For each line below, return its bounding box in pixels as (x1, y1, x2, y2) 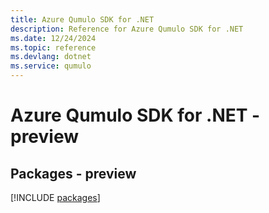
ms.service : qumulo (10, 61, 92, 71)
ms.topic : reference (10, 42, 97, 53)
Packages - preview (10, 165, 137, 182)
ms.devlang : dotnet (10, 52, 92, 62)
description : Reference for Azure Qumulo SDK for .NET (10, 24, 244, 34)
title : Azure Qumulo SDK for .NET (10, 14, 155, 25)
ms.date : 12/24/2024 (10, 33, 97, 43)
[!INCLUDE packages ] (10, 192, 101, 203)
